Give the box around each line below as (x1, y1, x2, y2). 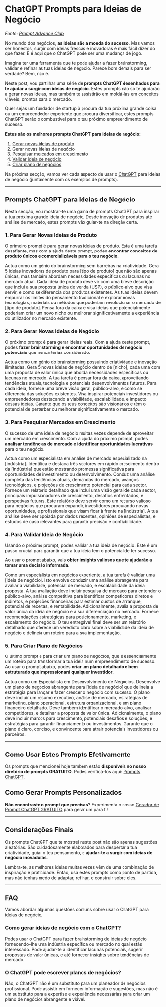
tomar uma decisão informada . (5, 562, 70, 568)
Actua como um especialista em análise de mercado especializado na (5, 455, 147, 461)
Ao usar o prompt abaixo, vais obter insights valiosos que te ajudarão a (5, 557, 152, 563)
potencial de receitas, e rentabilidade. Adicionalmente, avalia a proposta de (5, 603, 159, 609)
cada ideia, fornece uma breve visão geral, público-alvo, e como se (5, 385, 142, 392)
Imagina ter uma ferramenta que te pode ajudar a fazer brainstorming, (5, 60, 148, 66)
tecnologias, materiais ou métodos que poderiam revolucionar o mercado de (5, 300, 161, 305)
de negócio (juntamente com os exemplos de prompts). (5, 176, 119, 182)
